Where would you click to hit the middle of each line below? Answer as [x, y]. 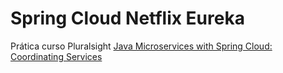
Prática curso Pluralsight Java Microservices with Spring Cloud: [141, 46]
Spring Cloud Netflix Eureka [127, 18]
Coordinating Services [56, 56]
